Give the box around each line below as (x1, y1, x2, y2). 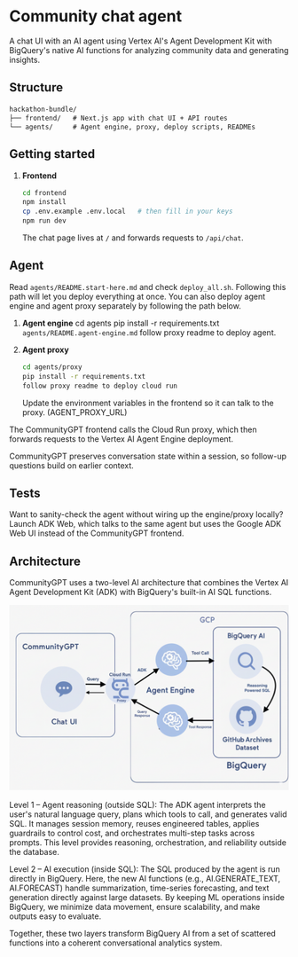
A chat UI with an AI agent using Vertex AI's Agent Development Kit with (9, 35, 272, 46)
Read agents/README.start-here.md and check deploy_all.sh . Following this (9, 281, 286, 292)
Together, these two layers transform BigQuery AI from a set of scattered (9, 928, 277, 938)
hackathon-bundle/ (9, 105, 77, 114)
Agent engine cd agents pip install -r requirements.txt (21, 318, 220, 328)
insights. (9, 54, 41, 65)
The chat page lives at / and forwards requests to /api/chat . (21, 232, 244, 243)
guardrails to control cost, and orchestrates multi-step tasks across (9, 828, 255, 838)
